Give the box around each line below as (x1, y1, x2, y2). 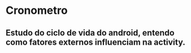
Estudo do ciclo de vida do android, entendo (5, 28, 175, 38)
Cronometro (5, 4, 68, 17)
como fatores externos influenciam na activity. (5, 37, 186, 47)
